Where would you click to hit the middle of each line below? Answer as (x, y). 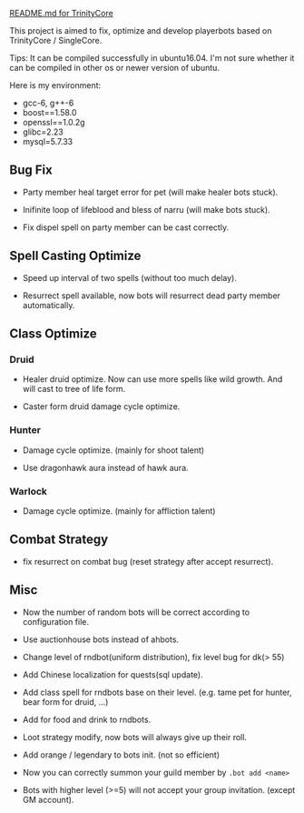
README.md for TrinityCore (61, 13)
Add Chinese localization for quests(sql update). (113, 674)
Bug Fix (31, 171)
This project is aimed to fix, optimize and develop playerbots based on (141, 30)
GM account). (48, 799)
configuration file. (55, 621)
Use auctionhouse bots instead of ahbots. (101, 639)
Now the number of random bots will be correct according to (136, 612)
